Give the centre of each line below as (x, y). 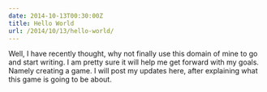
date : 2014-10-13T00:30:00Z (56, 16)
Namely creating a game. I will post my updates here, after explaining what (133, 71)
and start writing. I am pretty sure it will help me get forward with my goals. (134, 62)
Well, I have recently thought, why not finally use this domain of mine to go (133, 54)
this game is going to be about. (60, 79)
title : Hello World (41, 23)
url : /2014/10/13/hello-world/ (61, 31)
